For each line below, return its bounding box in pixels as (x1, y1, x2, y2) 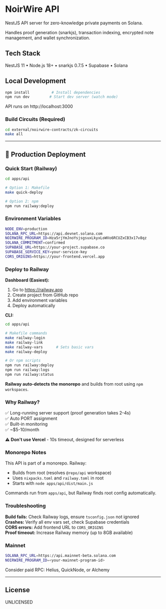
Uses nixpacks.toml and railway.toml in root (12, 475, 104, 481)
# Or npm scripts (5, 358, 41, 363)
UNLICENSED (5, 599, 33, 605)
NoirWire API (5, 3, 60, 15)
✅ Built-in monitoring (5, 421, 48, 427)
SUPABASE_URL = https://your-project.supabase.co (5, 245, 105, 250)
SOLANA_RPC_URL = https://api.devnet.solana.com (5, 231, 103, 236)
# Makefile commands (5, 331, 48, 336)
